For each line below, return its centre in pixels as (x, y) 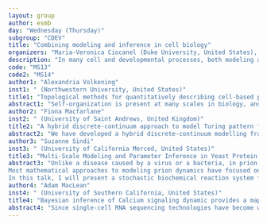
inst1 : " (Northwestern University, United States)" (97, 89)
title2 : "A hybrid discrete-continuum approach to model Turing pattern (131, 126)
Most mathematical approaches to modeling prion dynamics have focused (129, 171)
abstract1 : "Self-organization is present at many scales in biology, (128, 104)
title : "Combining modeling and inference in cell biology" (110, 45)
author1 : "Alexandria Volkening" (64, 82)
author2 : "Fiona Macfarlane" (56, 112)
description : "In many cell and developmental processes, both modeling (131, 60)
